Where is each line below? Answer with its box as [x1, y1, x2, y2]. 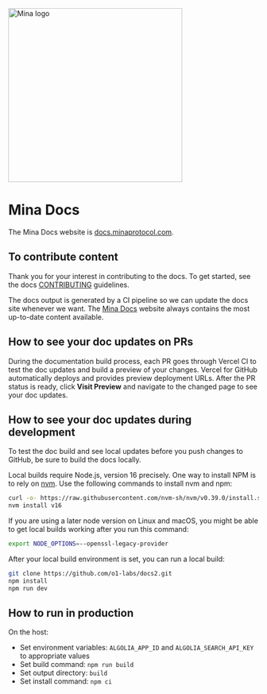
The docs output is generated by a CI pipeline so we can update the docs [8, 295, 249, 304]
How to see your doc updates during [8, 413, 192, 426]
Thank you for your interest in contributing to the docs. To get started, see [8, 271, 251, 281]
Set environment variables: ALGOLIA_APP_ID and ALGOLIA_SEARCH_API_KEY [19, 643, 254, 653]
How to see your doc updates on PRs [8, 335, 193, 349]
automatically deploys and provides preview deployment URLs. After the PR [8, 373, 256, 382]
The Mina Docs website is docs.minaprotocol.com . [8, 227, 174, 237]
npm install [8, 576, 48, 585]
